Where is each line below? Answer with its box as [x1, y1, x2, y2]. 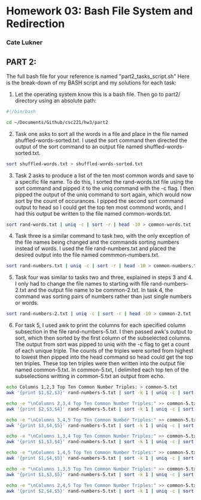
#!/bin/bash [6, 108, 36, 114]
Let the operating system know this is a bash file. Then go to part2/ [14, 90, 181, 98]
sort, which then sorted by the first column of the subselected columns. [14, 334, 191, 342]
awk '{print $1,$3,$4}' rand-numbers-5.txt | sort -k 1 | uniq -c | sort [6, 439, 194, 445]
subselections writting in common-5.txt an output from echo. [14, 372, 165, 380]
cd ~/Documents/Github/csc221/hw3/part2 [6, 119, 109, 125]
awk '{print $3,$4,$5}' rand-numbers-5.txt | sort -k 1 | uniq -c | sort [6, 422, 194, 429]
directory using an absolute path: [14, 97, 97, 104]
